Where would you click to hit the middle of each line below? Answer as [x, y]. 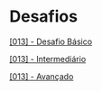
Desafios [44, 17]
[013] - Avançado [42, 76]
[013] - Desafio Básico [51, 41]
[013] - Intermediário [48, 59]
